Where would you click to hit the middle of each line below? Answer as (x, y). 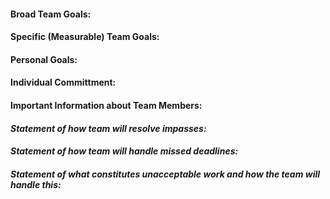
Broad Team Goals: (51, 14)
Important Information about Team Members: (106, 105)
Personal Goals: (44, 59)
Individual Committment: (63, 82)
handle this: (36, 184)
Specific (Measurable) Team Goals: (85, 37)
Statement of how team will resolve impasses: (108, 128)
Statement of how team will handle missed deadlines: (124, 151)
